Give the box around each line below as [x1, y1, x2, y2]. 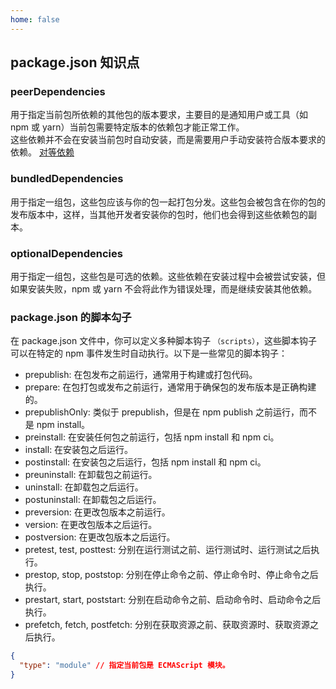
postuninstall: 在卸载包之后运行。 [24, 494, 162, 506]
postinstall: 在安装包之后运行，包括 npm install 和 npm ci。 [24, 456, 267, 468]
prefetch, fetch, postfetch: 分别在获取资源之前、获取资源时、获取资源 [24, 619, 311, 631]
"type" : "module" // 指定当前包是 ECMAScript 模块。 [19, 661, 230, 671]
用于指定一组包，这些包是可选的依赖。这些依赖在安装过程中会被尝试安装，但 [10, 270, 326, 282]
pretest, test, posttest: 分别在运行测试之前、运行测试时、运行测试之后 [24, 544, 312, 556]
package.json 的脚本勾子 [10, 310, 132, 324]
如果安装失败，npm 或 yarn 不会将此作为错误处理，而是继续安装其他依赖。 [10, 282, 318, 295]
